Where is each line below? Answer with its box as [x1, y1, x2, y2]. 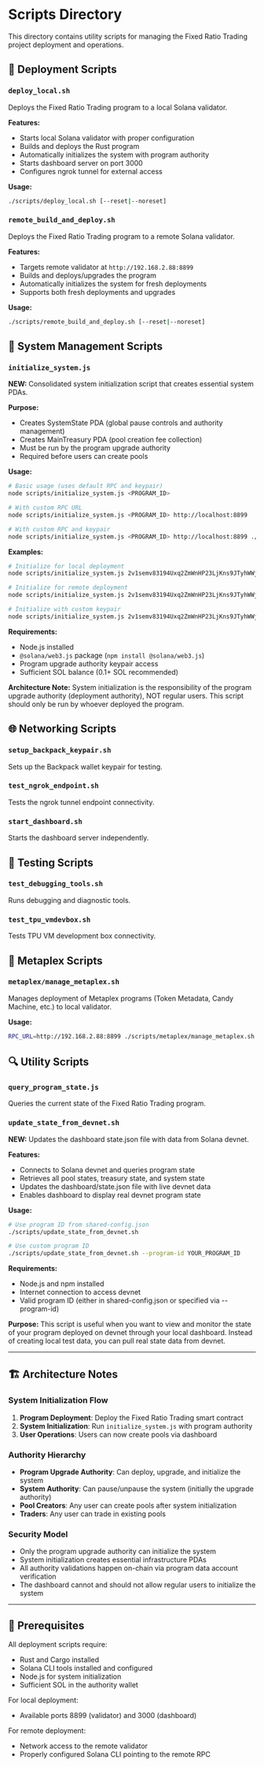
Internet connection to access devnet [19, 1288, 141, 1297]
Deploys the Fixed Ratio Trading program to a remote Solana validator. [8, 231, 236, 241]
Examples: [8, 546, 43, 557]
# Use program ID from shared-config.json [8, 1221, 149, 1228]
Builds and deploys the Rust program [19, 141, 140, 151]
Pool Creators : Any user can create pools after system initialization [19, 1500, 237, 1511]
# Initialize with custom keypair [8, 606, 122, 613]
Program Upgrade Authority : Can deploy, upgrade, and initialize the [19, 1467, 241, 1477]
